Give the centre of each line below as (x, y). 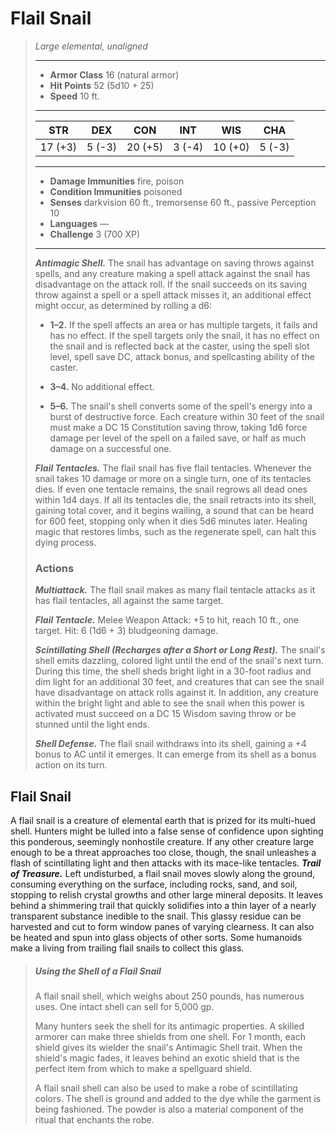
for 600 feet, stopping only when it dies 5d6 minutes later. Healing (171, 521)
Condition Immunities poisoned (116, 191)
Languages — (79, 223)
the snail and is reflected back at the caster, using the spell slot (179, 346)
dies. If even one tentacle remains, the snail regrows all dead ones (171, 489)
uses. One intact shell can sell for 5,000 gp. (124, 1007)
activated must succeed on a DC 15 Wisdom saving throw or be (165, 714)
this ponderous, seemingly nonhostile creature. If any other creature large (162, 842)
